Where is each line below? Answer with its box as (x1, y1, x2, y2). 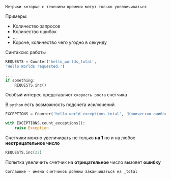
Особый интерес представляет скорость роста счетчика (5, 92, 127, 98)
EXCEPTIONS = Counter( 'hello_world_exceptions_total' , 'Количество (5, 112, 152, 117)
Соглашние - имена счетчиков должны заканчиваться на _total (5, 169, 138, 174)
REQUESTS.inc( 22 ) (5, 150, 42, 155)
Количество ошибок (12, 29, 57, 35)
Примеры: (5, 13, 28, 19)
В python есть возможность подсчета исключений (5, 101, 115, 108)
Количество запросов (12, 23, 61, 29)
